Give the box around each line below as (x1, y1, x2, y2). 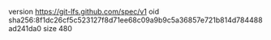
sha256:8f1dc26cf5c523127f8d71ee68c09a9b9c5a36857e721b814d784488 (8, 15, 263, 25)
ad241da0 (8, 24, 42, 33)
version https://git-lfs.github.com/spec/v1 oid (8, 7, 160, 16)
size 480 (43, 24, 73, 33)
